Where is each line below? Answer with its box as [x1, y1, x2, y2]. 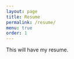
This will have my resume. [6, 46, 69, 53]
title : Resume [6, 14, 41, 20]
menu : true [6, 25, 33, 31]
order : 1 [6, 30, 27, 36]
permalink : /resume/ [6, 19, 57, 25]
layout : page [6, 8, 38, 15]
